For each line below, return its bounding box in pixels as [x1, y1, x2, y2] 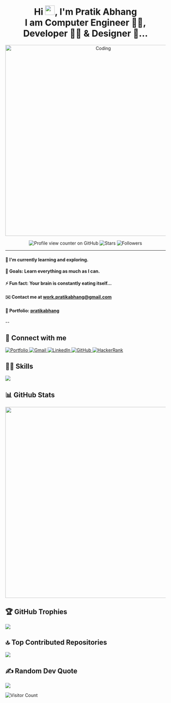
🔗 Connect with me [5, 334, 67, 342]
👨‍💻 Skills [5, 362, 34, 370]
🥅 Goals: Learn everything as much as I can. [5, 268, 100, 275]
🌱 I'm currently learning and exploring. [5, 256, 89, 262]
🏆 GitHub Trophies [5, 608, 68, 616]
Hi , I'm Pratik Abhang [34, 6, 137, 18]
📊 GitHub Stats [5, 390, 55, 399]
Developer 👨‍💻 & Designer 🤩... [23, 28, 148, 39]
